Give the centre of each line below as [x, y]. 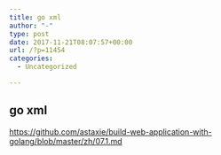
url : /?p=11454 [37, 50]
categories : [31, 58]
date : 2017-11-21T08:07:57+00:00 [71, 42]
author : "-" [31, 26]
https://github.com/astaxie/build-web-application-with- [110, 132]
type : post [29, 34]
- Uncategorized [47, 67]
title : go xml [36, 17]
